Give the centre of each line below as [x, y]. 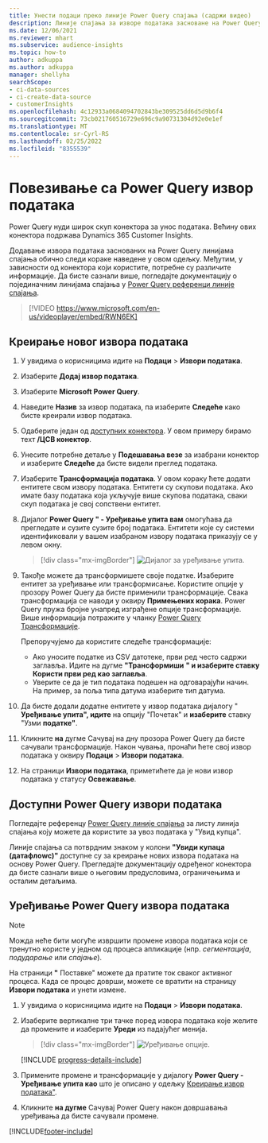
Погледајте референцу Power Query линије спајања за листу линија [124, 823]
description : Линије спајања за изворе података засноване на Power [125, 23]
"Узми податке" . [49, 723]
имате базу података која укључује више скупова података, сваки [134, 496]
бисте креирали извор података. [76, 416]
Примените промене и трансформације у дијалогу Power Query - [132, 1075]
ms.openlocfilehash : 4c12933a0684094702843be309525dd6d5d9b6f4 [116, 112]
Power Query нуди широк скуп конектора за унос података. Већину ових [133, 227]
